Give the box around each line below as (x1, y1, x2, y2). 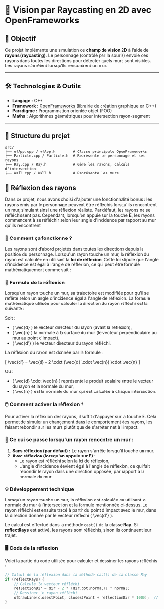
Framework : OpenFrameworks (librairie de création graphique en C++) (12, 103, 157, 109)
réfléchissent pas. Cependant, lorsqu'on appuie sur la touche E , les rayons (5, 212, 155, 218)
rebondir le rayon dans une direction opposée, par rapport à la (19, 468, 145, 474)
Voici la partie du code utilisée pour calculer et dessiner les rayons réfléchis (5, 558, 158, 564)
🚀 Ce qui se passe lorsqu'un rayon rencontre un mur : (5, 436, 134, 443)
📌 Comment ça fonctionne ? (5, 235, 72, 241)
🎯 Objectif (5, 34, 36, 43)
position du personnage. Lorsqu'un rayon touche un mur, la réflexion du (5, 251, 149, 257)
